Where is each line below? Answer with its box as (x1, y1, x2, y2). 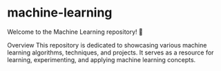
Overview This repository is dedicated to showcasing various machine (7, 41, 207, 49)
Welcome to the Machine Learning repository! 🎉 (7, 28, 143, 36)
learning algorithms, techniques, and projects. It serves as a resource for (7, 48, 214, 57)
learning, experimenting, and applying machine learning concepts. (7, 55, 196, 63)
